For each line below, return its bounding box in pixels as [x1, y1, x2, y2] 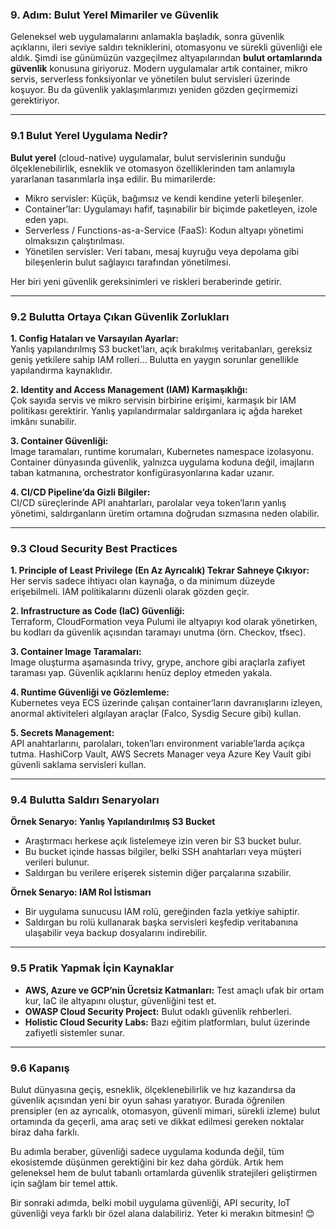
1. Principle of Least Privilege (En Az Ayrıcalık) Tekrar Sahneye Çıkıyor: [10, 564, 310, 577]
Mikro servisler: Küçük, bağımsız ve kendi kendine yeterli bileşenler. [24, 192, 305, 204]
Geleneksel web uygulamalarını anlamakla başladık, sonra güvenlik [10, 31, 285, 43]
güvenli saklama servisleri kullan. [10, 759, 147, 771]
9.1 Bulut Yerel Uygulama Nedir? [10, 129, 168, 143]
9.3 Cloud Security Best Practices [10, 541, 178, 555]
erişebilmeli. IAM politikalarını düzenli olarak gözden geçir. [10, 586, 250, 598]
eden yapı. [24, 213, 69, 225]
